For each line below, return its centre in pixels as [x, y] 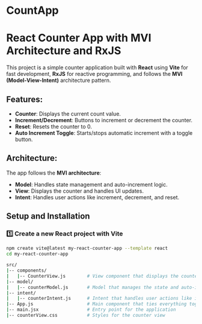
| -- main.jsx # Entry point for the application [91, 310]
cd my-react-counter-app [37, 254]
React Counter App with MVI [79, 38]
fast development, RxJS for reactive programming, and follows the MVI [94, 74]
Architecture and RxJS [64, 51]
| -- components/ [26, 271]
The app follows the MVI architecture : [54, 173]
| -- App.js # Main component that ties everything [96, 304]
